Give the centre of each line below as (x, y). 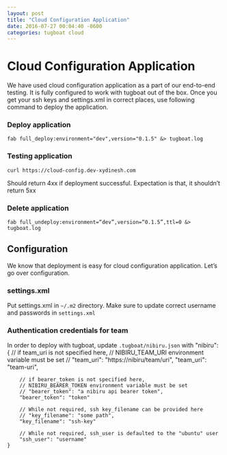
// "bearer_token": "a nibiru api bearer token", (92, 392)
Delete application (38, 208)
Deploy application (39, 125)
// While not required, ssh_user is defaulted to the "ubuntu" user (119, 434)
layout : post (26, 13)
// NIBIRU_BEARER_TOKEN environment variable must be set (104, 386)
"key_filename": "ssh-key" (58, 421)
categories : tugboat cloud (45, 32)
